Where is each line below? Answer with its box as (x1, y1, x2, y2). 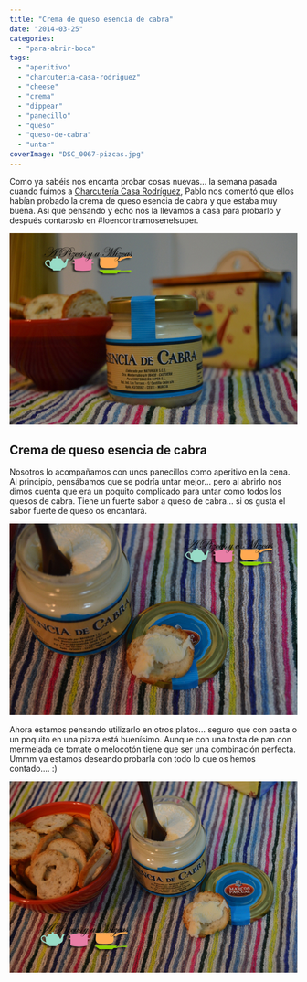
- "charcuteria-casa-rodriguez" (17, 73, 142, 82)
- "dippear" (17, 101, 64, 111)
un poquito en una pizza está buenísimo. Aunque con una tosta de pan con (9, 734, 292, 745)
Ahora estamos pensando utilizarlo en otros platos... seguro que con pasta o (9, 724, 298, 735)
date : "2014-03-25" (9, 24, 84, 34)
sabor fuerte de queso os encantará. (9, 506, 148, 517)
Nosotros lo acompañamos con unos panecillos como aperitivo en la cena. (9, 466, 291, 477)
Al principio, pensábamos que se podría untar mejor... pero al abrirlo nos (9, 476, 282, 487)
